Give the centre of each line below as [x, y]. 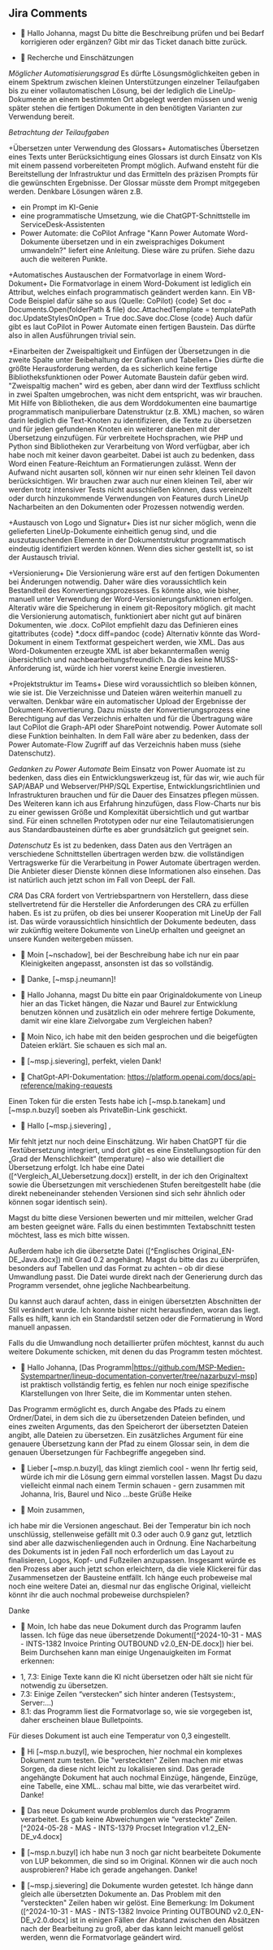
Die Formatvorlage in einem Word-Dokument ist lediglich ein [150, 283]
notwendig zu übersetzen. [64, 1685]
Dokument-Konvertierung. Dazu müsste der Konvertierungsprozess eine [129, 710]
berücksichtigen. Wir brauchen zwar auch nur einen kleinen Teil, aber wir [131, 480]
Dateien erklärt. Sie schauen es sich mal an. [93, 1045]
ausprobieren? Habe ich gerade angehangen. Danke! [108, 1869]
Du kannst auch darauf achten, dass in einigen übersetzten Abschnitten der [135, 1301]
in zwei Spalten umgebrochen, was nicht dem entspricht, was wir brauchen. [135, 394]
